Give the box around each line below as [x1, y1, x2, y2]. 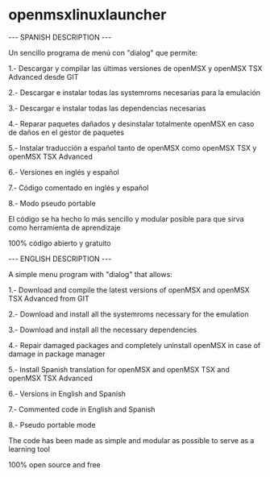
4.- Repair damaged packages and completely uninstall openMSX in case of [8, 340, 261, 350]
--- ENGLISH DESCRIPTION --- [8, 254, 112, 263]
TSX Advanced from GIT [8, 293, 90, 303]
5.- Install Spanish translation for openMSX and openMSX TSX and [8, 364, 230, 374]
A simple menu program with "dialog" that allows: [8, 269, 173, 279]
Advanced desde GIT [8, 72, 79, 81]
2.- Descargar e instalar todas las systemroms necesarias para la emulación [8, 87, 260, 97]
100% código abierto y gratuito [8, 238, 111, 247]
